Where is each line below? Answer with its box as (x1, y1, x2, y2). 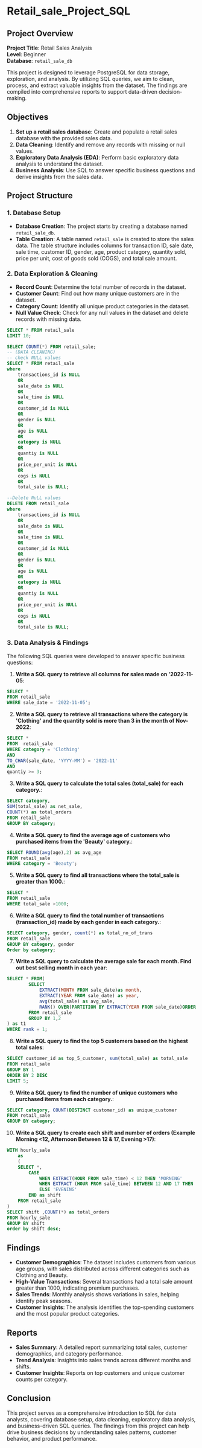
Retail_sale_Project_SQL (7, 4, 131, 18)
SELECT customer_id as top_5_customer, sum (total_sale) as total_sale (7, 1056, 188, 1062)
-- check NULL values (7, 355, 62, 361)
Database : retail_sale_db (7, 57, 73, 64)
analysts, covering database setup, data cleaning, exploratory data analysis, (7, 1415, 196, 1423)
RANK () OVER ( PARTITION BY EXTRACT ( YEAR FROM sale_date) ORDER (39, 1004, 197, 1010)
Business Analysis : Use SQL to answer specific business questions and (15, 166, 195, 173)
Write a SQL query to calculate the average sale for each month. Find (15, 958, 192, 965)
